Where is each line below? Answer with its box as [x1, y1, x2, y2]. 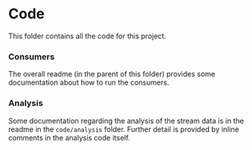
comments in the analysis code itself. [8, 132, 130, 142]
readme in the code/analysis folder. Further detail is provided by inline [8, 124, 240, 134]
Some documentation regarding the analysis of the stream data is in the [8, 116, 244, 125]
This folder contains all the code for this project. [8, 31, 166, 41]
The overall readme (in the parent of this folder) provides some [8, 69, 216, 79]
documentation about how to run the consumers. [8, 77, 170, 88]
